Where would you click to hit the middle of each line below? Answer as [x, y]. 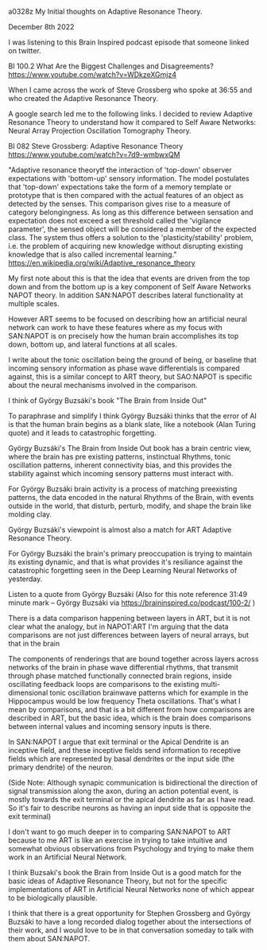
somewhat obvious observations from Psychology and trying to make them [131, 849]
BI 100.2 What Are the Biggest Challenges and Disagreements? [111, 66]
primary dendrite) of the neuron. [61, 767]
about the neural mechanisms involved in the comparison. [103, 385]
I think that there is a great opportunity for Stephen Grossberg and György [130, 913]
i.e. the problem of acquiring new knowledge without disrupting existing [126, 246]
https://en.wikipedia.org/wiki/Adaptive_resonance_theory [102, 263]
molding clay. [30, 514]
